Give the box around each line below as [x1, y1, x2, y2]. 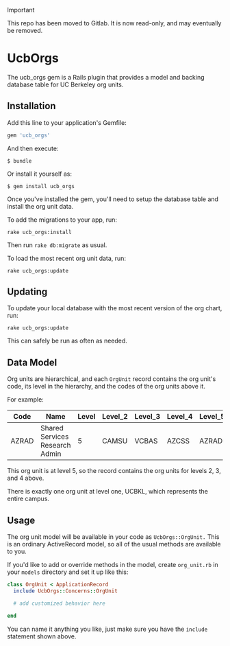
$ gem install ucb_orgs [7, 183, 75, 189]
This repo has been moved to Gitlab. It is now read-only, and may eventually [7, 19, 222, 27]
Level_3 [134, 412, 161, 422]
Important [7, 6, 35, 14]
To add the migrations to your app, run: [7, 216, 118, 224]
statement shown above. [7, 632, 77, 641]
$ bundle [7, 157, 32, 164]
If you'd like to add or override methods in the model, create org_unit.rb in [7, 561, 219, 569]
